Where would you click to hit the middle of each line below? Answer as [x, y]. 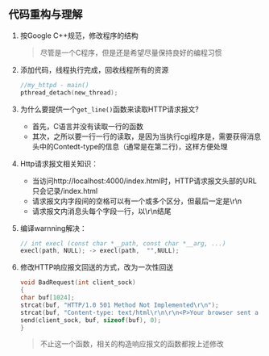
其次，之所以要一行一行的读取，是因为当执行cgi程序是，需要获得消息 [147, 136]
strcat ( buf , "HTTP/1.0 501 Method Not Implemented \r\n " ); [119, 305]
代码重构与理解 [46, 15]
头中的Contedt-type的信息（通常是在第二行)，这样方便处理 [130, 146]
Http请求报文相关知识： [59, 163]
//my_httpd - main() [54, 85]
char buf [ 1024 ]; [47, 298]
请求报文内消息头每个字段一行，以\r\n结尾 [101, 211]
